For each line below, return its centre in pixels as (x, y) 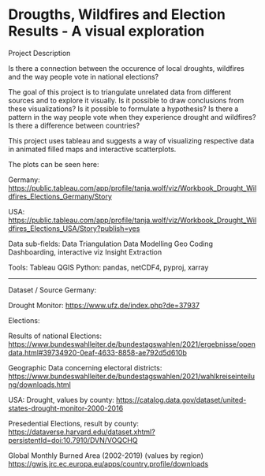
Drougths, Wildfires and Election (117, 15)
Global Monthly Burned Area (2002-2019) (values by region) (106, 456)
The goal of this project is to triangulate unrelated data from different (119, 91)
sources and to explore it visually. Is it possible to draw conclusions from (126, 100)
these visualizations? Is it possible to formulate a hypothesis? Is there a (123, 109)
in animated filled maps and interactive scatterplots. (92, 149)
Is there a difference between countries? (74, 125)
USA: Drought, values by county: (61, 400)
